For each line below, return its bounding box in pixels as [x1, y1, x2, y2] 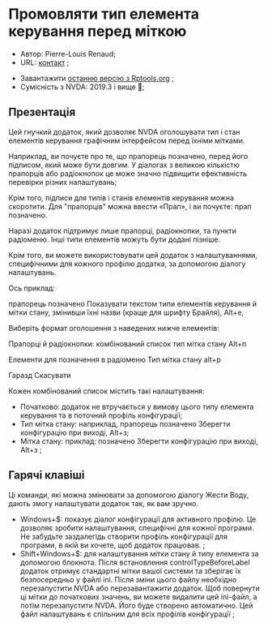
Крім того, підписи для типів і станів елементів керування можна [8, 192, 235, 203]
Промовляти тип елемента [8, 5, 200, 24]
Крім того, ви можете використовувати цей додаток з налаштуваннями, [8, 250, 257, 260]
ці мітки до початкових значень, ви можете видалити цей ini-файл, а [19, 591, 257, 601]
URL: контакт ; [19, 58, 70, 67]
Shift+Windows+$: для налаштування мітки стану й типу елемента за [19, 548, 259, 558]
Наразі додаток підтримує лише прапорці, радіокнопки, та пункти [8, 225, 237, 235]
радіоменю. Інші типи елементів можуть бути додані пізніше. [8, 234, 221, 244]
